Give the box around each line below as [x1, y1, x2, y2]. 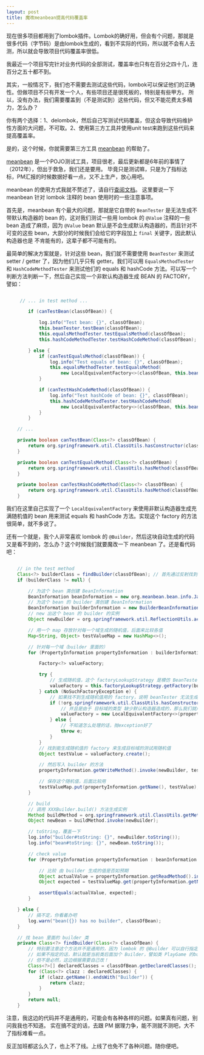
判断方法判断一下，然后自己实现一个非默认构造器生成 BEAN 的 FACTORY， [6, 272, 193, 280]
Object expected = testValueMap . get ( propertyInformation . [38, 879, 189, 885]
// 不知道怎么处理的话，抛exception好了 [60, 723, 152, 729]
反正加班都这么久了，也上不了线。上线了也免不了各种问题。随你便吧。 [6, 1042, 182, 1050]
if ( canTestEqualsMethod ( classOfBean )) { [38, 353, 146, 359]
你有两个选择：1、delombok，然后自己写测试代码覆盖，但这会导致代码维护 [6, 116, 193, 124]
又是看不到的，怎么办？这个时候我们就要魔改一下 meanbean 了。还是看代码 [6, 541, 195, 548]
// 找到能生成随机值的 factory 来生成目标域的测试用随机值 [38, 745, 171, 751]
